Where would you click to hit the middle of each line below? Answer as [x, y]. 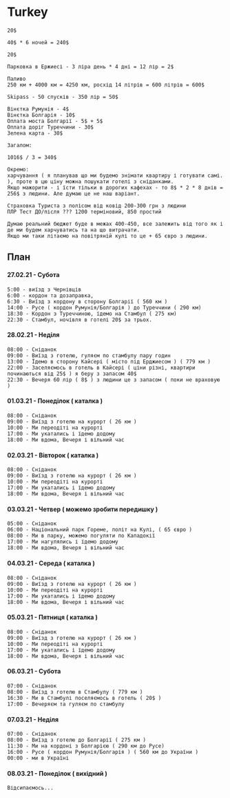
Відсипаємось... [30, 788]
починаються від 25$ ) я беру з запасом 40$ [72, 374]
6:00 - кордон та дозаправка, [51, 295]
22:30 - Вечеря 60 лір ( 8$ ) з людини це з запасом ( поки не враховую [114, 380]
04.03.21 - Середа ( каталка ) [51, 563]
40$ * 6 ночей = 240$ [38, 42]
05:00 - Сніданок [32, 524]
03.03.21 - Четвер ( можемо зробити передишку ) [83, 509]
